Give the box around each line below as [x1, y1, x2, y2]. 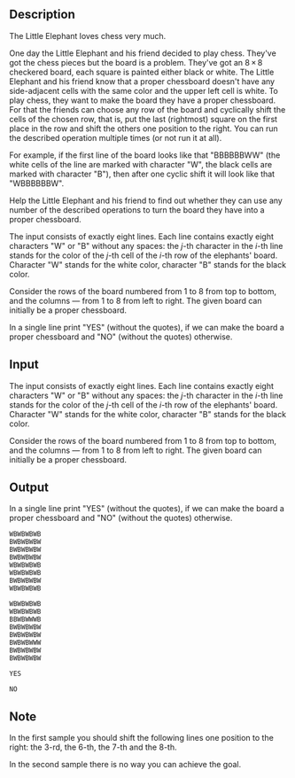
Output [9, 480, 49, 495]
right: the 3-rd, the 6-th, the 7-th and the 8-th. [9, 742, 177, 752]
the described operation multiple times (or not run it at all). [9, 132, 222, 143]
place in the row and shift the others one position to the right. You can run [9, 123, 279, 134]
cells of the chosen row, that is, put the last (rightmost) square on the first [9, 113, 277, 124]
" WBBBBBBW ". [9, 177, 65, 189]
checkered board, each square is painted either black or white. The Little [9, 66, 275, 77]
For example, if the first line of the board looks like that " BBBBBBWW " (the [9, 150, 281, 160]
